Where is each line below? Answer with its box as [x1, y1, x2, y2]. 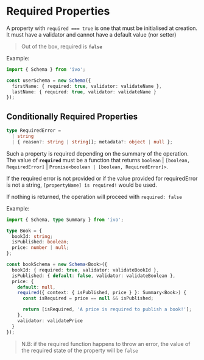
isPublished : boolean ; [12, 239, 69, 245]
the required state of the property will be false [21, 347, 138, 354]
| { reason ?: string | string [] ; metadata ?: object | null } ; [12, 139, 173, 145]
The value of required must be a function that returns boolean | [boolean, [6, 156, 191, 164]
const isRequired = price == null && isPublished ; [22, 295, 154, 301]
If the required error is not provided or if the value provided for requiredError [6, 175, 198, 182]
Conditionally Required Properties [6, 111, 138, 121]
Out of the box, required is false [21, 43, 102, 50]
